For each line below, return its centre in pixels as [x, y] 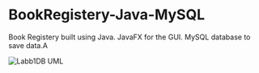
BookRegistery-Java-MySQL [107, 15]
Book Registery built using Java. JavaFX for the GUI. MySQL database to [129, 37]
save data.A [28, 45]
